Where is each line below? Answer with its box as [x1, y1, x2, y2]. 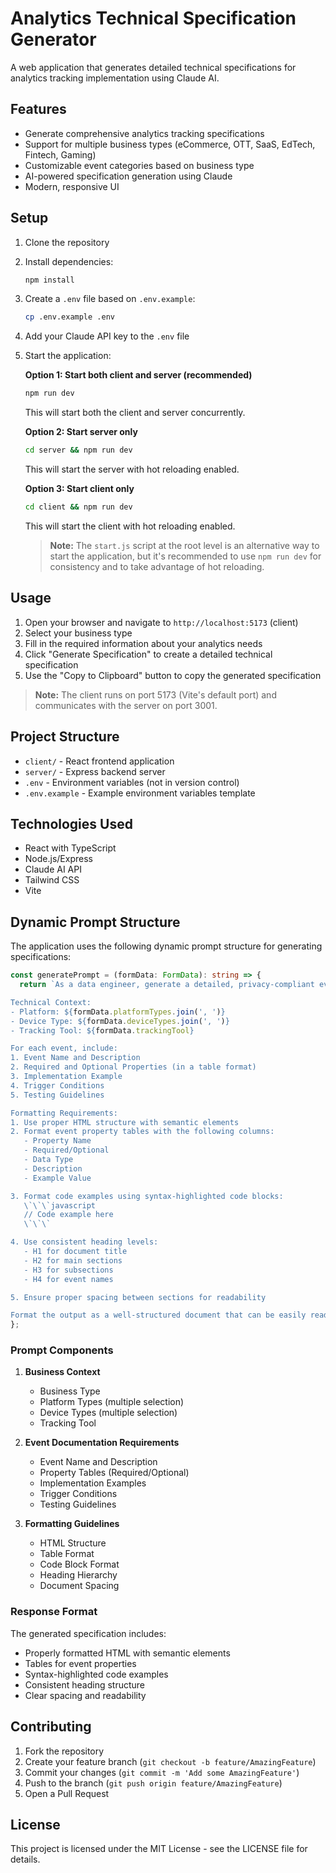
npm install [24, 275, 75, 285]
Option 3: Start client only [24, 483, 135, 495]
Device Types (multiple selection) [39, 1407, 178, 1419]
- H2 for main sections [23, 1255, 123, 1266]
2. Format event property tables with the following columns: [10, 1127, 275, 1137]
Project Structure [10, 728, 120, 746]
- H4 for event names [23, 1274, 114, 1284]
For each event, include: [10, 1043, 118, 1054]
